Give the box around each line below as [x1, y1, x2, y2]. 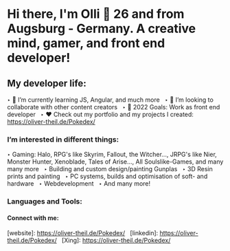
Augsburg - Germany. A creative [7, 21, 196, 36]
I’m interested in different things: [7, 134, 119, 144]
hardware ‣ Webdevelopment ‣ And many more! [7, 179, 151, 188]
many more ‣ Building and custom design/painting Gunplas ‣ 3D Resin [7, 165, 213, 173]
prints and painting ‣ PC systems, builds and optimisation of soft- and [7, 172, 208, 181]
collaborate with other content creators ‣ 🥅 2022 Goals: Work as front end [7, 103, 220, 111]
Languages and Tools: [7, 197, 82, 206]
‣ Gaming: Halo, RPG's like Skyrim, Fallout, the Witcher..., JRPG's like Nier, [7, 151, 218, 159]
